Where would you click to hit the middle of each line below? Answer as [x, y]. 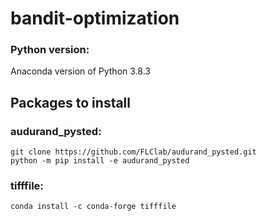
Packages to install [71, 102]
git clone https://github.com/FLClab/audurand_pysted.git [133, 152]
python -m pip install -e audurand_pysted [100, 161]
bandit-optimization [95, 18]
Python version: [50, 50]
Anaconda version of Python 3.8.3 [80, 71]
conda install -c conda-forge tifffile [93, 207]
